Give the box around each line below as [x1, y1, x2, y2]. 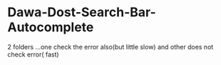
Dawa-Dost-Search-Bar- [7, 4, 157, 20]
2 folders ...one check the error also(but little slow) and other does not [7, 42, 214, 51]
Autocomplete [7, 19, 94, 35]
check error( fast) [7, 50, 59, 59]
